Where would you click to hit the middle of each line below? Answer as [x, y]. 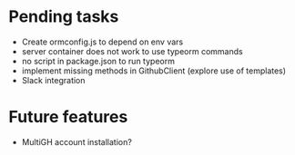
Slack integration [53, 80]
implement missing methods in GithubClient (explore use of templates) [154, 71]
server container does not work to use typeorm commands [132, 51]
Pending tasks [64, 17]
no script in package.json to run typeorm [98, 61]
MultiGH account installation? [77, 141]
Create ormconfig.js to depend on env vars [102, 42]
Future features [68, 117]
